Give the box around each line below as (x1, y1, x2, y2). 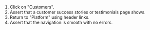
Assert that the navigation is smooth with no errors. (9, 19, 113, 25)
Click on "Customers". (9, 4, 55, 10)
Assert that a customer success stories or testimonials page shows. (9, 9, 146, 15)
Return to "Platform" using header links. (9, 15, 90, 20)
